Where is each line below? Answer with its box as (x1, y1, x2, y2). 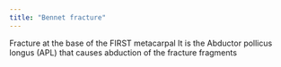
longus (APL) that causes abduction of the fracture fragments (9, 46, 238, 58)
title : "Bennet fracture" (9, 13, 106, 22)
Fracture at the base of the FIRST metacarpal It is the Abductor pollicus (9, 38, 273, 48)
